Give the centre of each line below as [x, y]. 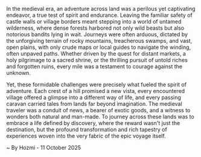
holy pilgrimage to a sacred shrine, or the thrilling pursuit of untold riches [97, 60]
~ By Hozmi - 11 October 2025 [44, 148]
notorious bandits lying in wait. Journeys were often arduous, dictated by [97, 34]
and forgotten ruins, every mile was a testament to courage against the [94, 66]
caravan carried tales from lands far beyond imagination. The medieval [94, 104]
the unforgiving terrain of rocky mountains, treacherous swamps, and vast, [99, 41]
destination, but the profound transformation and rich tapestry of [87, 130]
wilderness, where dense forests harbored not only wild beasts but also [95, 28]
